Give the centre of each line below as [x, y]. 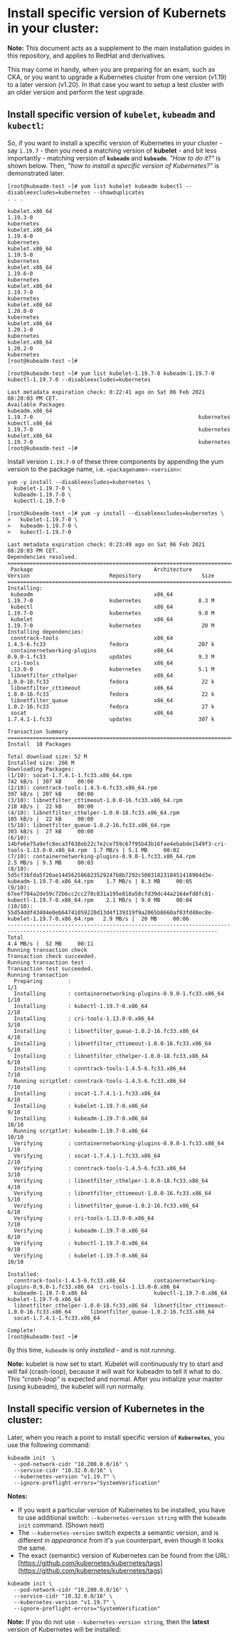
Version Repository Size [111, 575]
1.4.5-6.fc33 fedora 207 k [111, 644]
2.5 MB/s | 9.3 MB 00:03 [51, 863]
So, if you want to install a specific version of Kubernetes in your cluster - [115, 143]
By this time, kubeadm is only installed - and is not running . [92, 1350]
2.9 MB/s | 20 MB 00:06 [146, 919]
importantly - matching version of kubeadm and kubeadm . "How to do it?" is [114, 158]
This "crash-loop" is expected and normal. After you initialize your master [115, 1379]
